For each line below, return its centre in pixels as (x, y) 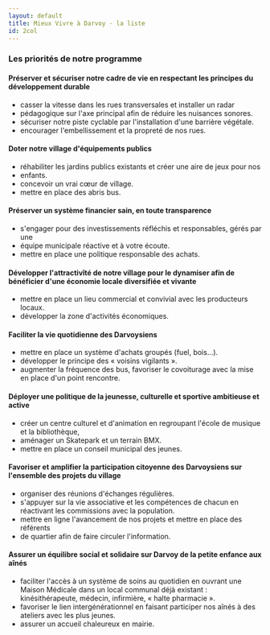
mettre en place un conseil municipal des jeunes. (101, 448)
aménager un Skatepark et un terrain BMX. (91, 440)
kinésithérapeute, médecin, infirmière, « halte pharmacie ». (117, 598)
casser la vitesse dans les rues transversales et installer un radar (127, 105)
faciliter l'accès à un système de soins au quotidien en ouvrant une (131, 581)
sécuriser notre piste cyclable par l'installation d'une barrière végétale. (137, 122)
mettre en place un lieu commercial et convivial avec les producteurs (134, 299)
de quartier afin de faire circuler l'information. (95, 536)
